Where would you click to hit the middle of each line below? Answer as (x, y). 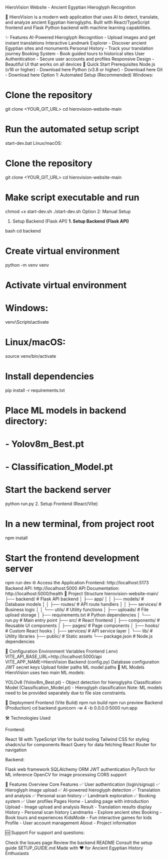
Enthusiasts (17, 853)
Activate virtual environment (66, 285)
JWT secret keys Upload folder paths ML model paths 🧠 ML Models (75, 667)
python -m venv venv (27, 265)
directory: (26, 421)
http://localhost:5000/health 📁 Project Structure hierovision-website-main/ (82, 594)
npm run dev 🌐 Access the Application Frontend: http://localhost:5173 (77, 583)
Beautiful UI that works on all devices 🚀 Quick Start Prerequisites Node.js (80, 64)
